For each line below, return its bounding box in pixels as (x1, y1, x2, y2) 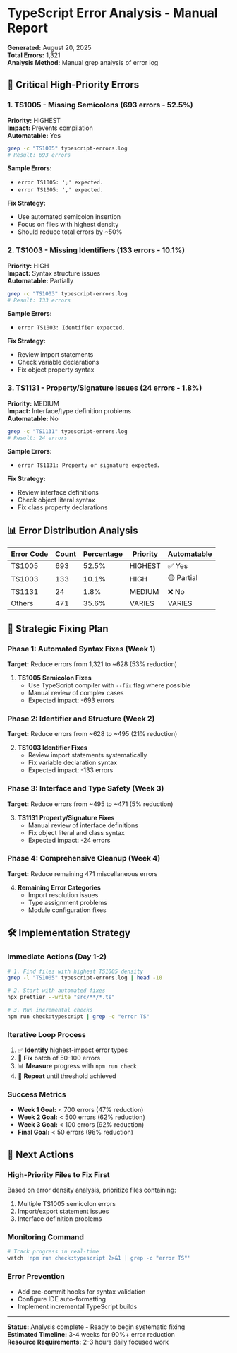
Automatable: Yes (7, 131, 61, 139)
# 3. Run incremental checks (7, 1007, 93, 1014)
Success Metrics (7, 1089, 67, 1099)
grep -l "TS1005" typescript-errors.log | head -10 (7, 974, 162, 981)
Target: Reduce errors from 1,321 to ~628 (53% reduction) (7, 659, 178, 668)
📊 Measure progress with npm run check (17, 1062, 137, 1070)
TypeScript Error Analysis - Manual (7, 5, 218, 21)
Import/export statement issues (17, 1207, 109, 1216)
